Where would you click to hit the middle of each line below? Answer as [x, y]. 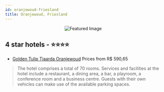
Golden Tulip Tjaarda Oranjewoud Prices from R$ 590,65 [70, 59]
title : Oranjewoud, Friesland [36, 14]
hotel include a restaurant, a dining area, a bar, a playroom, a [79, 74]
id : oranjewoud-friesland [32, 10]
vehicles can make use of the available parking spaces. [74, 84]
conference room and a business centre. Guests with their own [82, 79]
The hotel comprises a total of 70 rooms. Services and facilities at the [88, 69]
